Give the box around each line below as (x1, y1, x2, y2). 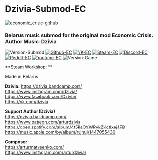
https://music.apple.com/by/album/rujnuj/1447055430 (5, 129, 116, 135)
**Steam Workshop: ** (5, 64, 53, 70)
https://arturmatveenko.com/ (5, 144, 64, 150)
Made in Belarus (5, 74, 39, 80)
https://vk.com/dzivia (5, 99, 48, 105)
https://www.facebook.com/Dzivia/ (5, 94, 77, 99)
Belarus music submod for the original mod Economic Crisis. (5, 32, 153, 39)
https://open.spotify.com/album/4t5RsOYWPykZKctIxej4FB (5, 124, 125, 130)
